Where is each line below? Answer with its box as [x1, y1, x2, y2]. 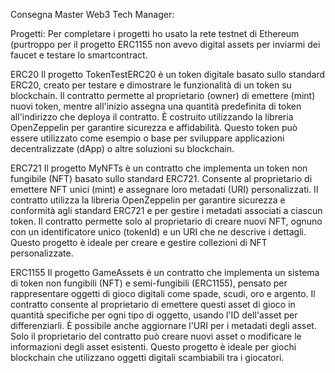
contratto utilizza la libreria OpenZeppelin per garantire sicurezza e [10, 194, 286, 206]
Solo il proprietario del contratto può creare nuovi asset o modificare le [10, 330, 302, 342]
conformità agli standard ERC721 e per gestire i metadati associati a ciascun [10, 205, 323, 216]
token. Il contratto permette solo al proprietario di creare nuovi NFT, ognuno [10, 215, 323, 227]
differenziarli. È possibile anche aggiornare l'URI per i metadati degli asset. [10, 320, 317, 331]
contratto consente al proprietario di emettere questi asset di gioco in [10, 299, 296, 310]
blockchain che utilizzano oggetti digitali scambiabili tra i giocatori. [10, 352, 285, 363]
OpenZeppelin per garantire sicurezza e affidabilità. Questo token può [10, 122, 298, 133]
